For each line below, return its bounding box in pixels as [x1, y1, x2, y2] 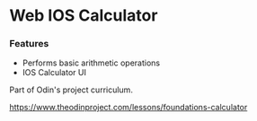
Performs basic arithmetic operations [22, 57, 160, 68]
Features [9, 38, 49, 50]
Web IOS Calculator [9, 5, 158, 26]
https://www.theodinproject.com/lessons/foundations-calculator [9, 102, 248, 113]
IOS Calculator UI [22, 67, 87, 78]
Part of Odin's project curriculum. [9, 84, 133, 95]
